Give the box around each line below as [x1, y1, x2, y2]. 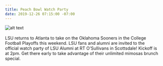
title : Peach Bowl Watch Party [5, 7, 69, 12]
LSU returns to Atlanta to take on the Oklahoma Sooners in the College [5, 35, 146, 41]
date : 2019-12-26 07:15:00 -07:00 [5, 12, 75, 16]
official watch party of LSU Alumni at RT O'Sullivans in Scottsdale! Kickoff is [5, 45, 157, 51]
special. [5, 55, 21, 61]
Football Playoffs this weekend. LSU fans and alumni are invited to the [5, 40, 145, 46]
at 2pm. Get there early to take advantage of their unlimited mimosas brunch [5, 50, 159, 56]
